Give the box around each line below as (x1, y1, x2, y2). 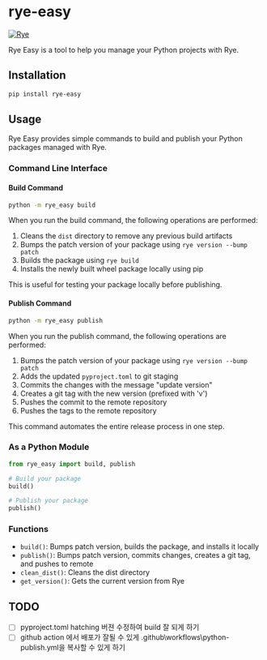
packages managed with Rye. (8, 143, 108, 152)
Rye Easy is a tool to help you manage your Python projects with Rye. (8, 45, 239, 54)
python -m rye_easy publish (8, 316, 104, 324)
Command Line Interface (8, 163, 108, 174)
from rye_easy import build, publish (8, 460, 136, 468)
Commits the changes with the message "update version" (19, 379, 213, 389)
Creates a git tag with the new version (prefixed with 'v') (19, 388, 208, 398)
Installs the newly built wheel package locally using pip (19, 264, 204, 274)
